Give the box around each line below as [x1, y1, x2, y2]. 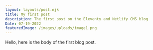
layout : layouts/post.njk [5, 7, 59, 12]
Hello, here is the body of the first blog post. [5, 39, 96, 45]
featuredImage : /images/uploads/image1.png [5, 26, 97, 31]
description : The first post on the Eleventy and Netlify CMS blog [5, 16, 149, 21]
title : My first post [5, 12, 50, 17]
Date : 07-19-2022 [5, 21, 41, 26]
